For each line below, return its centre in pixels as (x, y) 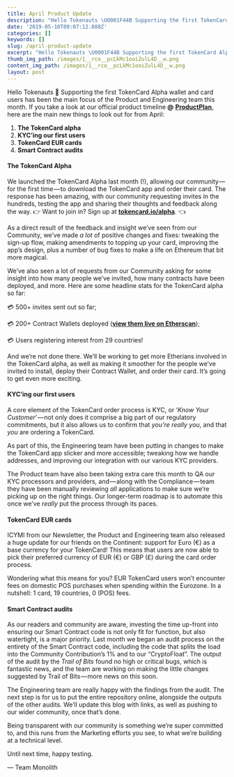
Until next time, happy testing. (50, 754)
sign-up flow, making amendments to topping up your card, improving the (113, 242)
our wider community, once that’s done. (64, 712)
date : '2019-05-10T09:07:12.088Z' (57, 27)
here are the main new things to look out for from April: (86, 114)
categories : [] (29, 33)
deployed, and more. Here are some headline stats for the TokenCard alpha (115, 285)
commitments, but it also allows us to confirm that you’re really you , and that (117, 424)
